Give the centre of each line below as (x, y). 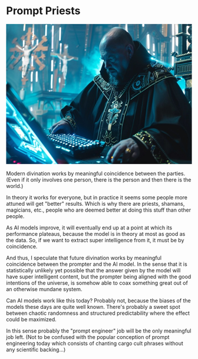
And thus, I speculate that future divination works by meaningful (84, 258)
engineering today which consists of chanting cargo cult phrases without (95, 343)
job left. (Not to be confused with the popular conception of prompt (88, 337)
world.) (15, 186)
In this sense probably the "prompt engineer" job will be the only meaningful (99, 331)
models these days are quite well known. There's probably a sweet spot (93, 307)
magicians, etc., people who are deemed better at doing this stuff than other (99, 210)
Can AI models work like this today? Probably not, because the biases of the (99, 300)
